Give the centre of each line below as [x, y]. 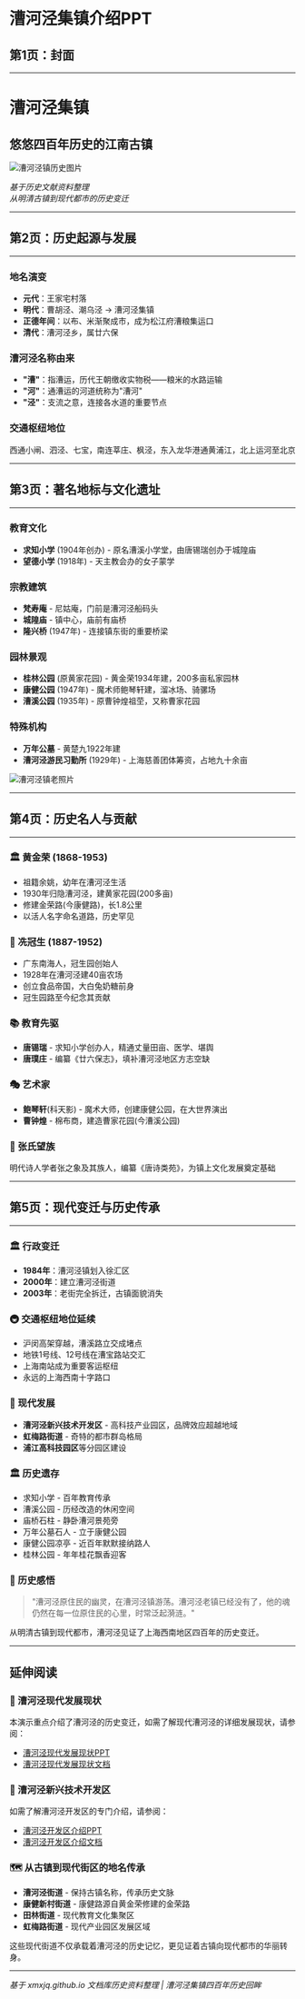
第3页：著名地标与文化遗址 [85, 490]
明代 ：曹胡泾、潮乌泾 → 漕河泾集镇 [89, 310]
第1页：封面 [42, 55]
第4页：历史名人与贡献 [74, 819]
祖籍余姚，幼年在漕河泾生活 [74, 881]
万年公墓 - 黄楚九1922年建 [71, 748]
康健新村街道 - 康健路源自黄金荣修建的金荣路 [106, 1904]
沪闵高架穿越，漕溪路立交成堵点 [82, 1343]
